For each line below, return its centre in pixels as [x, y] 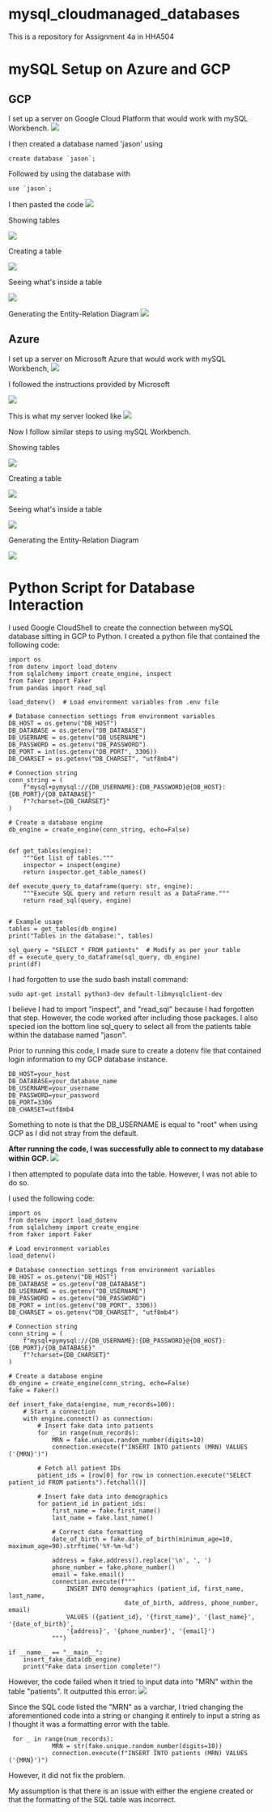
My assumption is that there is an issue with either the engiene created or [131, 1791]
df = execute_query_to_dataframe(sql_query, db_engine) [104, 957]
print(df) [25, 964]
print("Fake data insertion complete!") [92, 1666]
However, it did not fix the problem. [67, 1775]
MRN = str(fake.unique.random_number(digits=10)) [137, 1746]
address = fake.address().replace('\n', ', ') [132, 1560]
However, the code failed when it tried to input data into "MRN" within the [131, 1682]
